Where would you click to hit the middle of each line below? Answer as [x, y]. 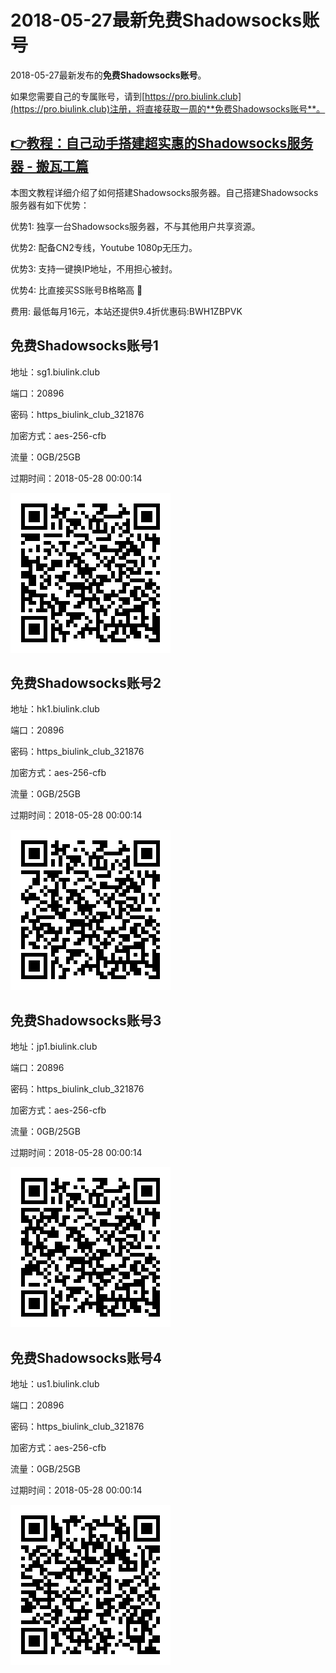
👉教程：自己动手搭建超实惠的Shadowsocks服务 [162, 143]
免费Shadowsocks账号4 [86, 1357]
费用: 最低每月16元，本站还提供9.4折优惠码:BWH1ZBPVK [126, 311]
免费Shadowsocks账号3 [86, 1020]
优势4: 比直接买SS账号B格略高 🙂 [76, 290]
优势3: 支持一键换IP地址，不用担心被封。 [94, 268]
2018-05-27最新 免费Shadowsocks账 [165, 20]
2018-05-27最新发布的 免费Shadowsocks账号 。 [108, 75]
